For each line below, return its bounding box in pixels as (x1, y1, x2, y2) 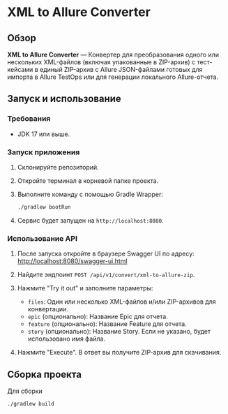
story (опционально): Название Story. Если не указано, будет (27, 327, 211, 336)
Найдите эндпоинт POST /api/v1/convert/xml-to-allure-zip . (17, 270, 195, 279)
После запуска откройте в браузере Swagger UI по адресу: (17, 249, 195, 258)
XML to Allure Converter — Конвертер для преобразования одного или (7, 50, 220, 59)
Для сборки (7, 387, 43, 395)
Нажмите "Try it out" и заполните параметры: (17, 284, 153, 293)
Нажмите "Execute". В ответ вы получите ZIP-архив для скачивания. (17, 348, 222, 357)
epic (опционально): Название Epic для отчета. (27, 312, 169, 321)
